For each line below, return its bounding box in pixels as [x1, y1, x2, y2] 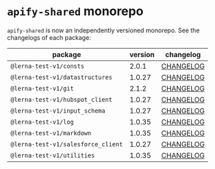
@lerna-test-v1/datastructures [10, 73, 113, 81]
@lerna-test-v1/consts [10, 62, 84, 70]
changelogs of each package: [7, 33, 91, 41]
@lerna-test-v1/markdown [10, 129, 92, 137]
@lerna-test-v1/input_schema [10, 106, 105, 115]
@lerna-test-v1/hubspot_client [10, 95, 113, 103]
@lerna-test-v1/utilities [10, 151, 95, 159]
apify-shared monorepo [7, 3, 144, 19]
